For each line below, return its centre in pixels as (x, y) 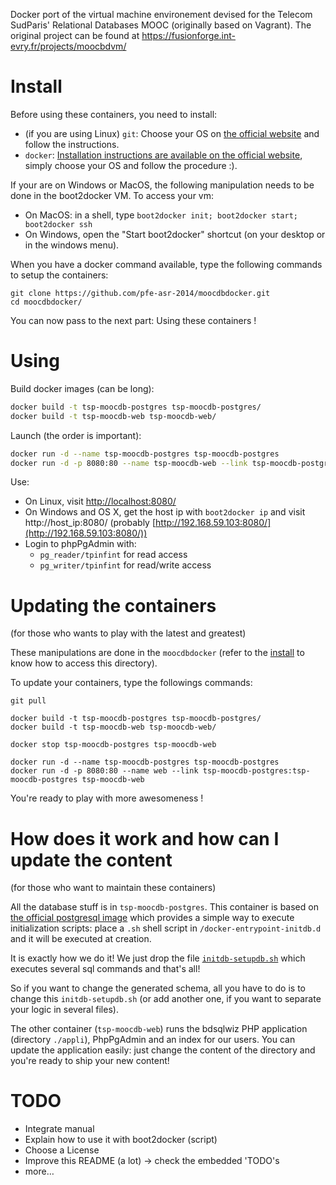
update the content (91, 860)
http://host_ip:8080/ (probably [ (90, 523)
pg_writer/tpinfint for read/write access (125, 565)
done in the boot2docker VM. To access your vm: (112, 195)
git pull (28, 701)
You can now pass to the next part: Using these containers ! (133, 320)
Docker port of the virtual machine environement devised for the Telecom (161, 14)
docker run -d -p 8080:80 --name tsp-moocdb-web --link (129, 463)
